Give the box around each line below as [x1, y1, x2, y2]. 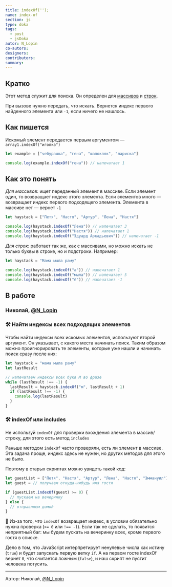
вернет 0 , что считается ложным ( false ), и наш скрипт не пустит [5, 556, 147, 562]
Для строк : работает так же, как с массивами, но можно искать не [5, 243, 153, 249]
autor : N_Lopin [5, 41, 38, 46]
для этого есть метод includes [23, 435, 90, 441]
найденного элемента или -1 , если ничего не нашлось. [5, 108, 126, 115]
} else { [5, 499, 24, 504]
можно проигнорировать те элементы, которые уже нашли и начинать [5, 345, 161, 352]
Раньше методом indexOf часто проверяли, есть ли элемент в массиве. [5, 445, 163, 451]
